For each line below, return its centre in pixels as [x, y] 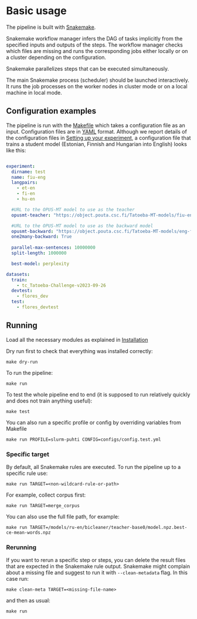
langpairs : [25, 183]
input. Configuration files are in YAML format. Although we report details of [97, 131]
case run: [18, 579]
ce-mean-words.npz [28, 533]
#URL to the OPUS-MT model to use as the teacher [73, 209]
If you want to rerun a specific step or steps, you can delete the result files [96, 560]
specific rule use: [27, 473]
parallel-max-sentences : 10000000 [53, 248]
